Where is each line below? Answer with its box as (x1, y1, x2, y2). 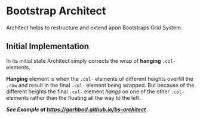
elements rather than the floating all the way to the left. (6, 94, 141, 101)
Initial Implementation (6, 41, 90, 51)
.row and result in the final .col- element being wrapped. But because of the (6, 81, 195, 89)
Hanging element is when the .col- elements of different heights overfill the (6, 75, 194, 82)
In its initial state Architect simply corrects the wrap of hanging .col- (6, 57, 176, 64)
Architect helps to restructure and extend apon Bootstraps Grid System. (6, 24, 183, 31)
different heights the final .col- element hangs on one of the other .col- (6, 88, 184, 95)
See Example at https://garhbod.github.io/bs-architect (6, 106, 146, 113)
